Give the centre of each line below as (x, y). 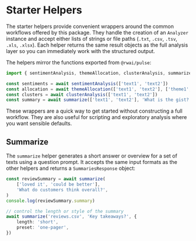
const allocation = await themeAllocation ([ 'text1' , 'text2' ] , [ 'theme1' (98, 89)
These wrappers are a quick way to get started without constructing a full (94, 111)
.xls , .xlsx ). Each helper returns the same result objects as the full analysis (97, 45)
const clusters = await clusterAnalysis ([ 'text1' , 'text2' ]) (82, 95)
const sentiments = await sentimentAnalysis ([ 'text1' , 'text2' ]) (87, 83)
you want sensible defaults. (39, 124)
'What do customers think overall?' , (62, 190)
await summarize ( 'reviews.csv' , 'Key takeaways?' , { (71, 216)
